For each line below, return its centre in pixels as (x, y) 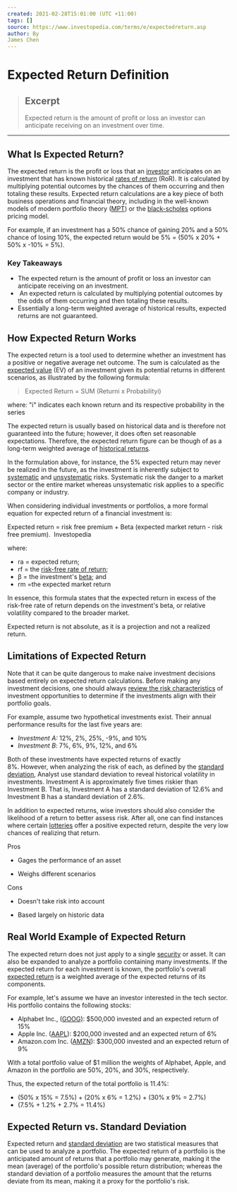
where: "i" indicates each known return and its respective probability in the (116, 405)
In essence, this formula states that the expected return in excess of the (112, 598)
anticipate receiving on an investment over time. (94, 126)
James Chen (23, 40)
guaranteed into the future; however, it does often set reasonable (102, 434)
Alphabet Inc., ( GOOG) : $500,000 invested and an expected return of (118, 1018)
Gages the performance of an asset (69, 860)
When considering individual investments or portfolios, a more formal (108, 506)
